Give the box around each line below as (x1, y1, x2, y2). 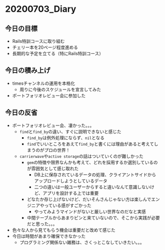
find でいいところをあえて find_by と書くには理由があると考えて (27, 141, 154, 147)
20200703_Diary (5, 3, 77, 15)
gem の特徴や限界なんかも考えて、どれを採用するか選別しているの (27, 159, 158, 165)
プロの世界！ (44, 147, 70, 153)
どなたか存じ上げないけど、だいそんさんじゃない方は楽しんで (27, 196, 151, 202)
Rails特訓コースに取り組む (12, 38, 65, 44)
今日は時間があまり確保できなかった (12, 233, 86, 239)
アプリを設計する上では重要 (42, 190, 99, 196)
